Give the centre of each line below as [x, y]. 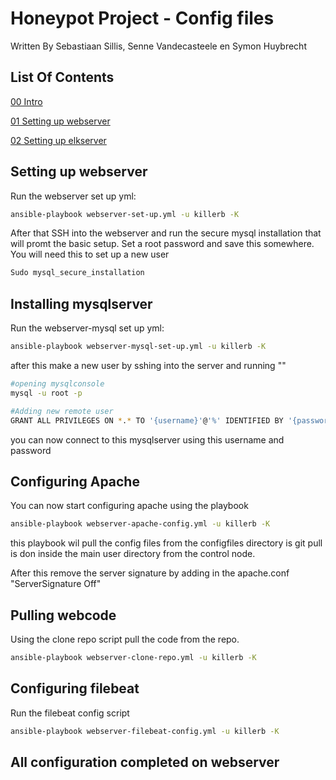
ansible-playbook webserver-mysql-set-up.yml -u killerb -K [138, 347]
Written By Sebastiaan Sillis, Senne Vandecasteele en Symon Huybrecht [158, 46]
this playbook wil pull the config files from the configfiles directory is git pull [166, 543]
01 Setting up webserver [60, 121]
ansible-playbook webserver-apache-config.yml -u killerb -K [140, 524]
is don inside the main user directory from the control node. [133, 554]
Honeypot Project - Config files [142, 18]
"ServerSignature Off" [56, 584]
